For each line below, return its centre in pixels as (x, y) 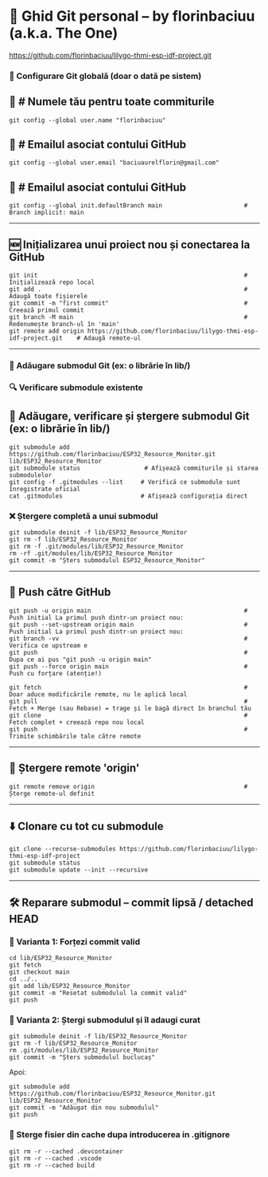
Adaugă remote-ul (113, 338)
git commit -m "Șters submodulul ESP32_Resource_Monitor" (107, 561)
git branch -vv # (128, 638)
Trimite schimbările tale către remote (75, 736)
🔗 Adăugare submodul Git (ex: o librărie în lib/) (100, 366)
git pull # (128, 701)
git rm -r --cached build (52, 1165)
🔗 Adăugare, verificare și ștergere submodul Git (129, 417)
